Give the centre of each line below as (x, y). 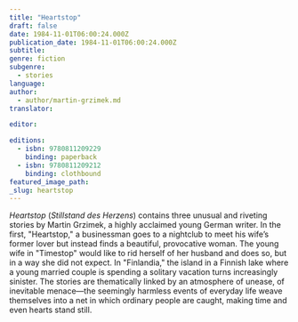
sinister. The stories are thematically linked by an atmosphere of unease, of (147, 282)
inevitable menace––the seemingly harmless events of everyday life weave (146, 291)
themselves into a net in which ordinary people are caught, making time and (148, 301)
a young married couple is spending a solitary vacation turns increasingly (144, 272)
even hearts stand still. (51, 310)
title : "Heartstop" (45, 17)
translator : (31, 109)
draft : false (33, 26)
